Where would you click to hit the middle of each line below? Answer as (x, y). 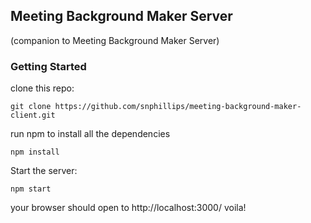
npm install (35, 152)
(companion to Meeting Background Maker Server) (115, 40)
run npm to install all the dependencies (90, 134)
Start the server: (44, 171)
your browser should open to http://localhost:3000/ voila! (128, 208)
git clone (31, 107)
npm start (31, 189)
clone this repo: (42, 88)
